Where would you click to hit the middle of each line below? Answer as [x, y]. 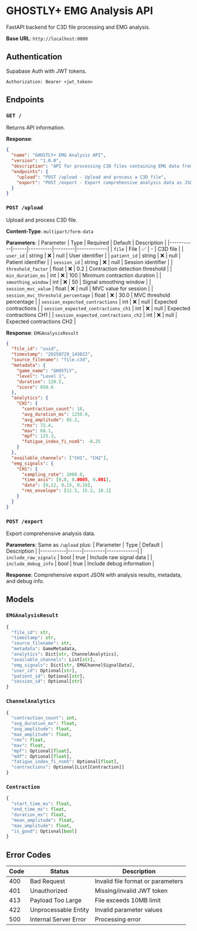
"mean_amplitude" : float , [43, 820]
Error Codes [28, 855]
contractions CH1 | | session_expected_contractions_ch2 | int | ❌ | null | [92, 314]
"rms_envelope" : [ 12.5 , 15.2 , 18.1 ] [66, 491]
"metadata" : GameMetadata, [44, 649]
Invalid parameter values [129, 910]
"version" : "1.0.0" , [36, 161]
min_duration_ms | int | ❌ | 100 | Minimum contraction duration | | [84, 275]
